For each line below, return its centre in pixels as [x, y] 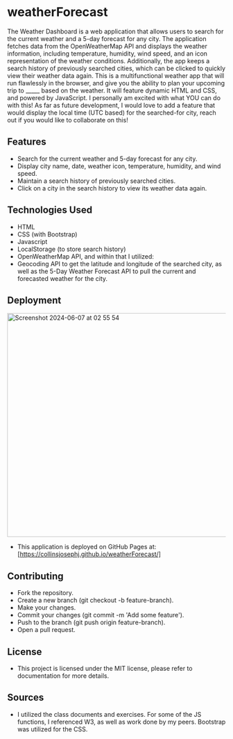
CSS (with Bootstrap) [47, 234]
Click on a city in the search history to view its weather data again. [112, 188]
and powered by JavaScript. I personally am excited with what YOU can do [114, 97]
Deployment [34, 300]
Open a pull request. [46, 630]
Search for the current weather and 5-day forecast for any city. [107, 159]
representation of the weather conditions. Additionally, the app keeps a [109, 60]
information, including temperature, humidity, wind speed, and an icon [107, 54]
